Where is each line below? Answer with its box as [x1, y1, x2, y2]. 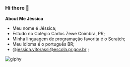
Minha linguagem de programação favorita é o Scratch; [12, 36, 126, 42]
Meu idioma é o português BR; [12, 41, 75, 47]
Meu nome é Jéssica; [12, 25, 57, 31]
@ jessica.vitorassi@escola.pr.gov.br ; [12, 47, 89, 53]
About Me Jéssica [5, 16, 44, 22]
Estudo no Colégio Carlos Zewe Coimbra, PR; [12, 31, 105, 37]
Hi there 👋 [5, 4, 30, 11]
